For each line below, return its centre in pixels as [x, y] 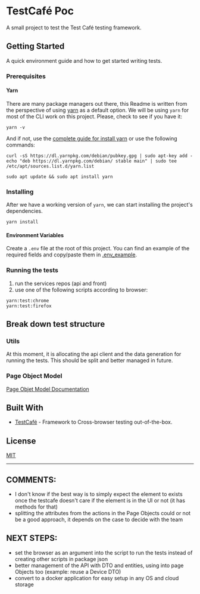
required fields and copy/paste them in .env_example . [72, 255]
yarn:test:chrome [28, 301]
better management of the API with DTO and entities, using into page [99, 565]
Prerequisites [26, 76]
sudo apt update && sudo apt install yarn [60, 177]
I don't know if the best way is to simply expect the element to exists [99, 494]
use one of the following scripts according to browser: [81, 290]
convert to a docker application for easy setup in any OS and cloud [97, 578]
